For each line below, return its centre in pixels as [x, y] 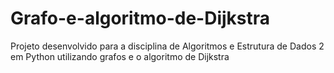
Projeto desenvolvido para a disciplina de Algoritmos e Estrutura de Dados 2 [167, 46]
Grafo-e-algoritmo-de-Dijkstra [140, 18]
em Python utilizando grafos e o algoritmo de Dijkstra [120, 56]
